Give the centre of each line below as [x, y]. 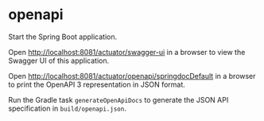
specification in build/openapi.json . [68, 108]
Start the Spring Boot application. [63, 37]
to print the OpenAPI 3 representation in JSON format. [97, 84]
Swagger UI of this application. [59, 60]
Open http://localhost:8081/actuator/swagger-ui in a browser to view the [127, 52]
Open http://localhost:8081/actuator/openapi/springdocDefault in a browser [132, 76]
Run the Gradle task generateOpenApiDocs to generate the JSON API [118, 100]
